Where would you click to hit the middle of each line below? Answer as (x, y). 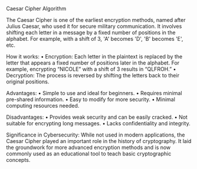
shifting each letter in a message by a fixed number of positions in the (91, 32)
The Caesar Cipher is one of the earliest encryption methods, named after (96, 20)
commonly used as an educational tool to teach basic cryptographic (89, 154)
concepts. (18, 160)
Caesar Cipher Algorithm (36, 9)
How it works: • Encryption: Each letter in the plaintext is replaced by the (94, 56)
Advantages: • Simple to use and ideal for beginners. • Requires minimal (94, 93)
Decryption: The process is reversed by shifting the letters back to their (93, 75)
